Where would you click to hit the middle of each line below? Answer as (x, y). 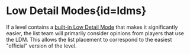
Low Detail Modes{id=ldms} (76, 11)
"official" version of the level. (41, 46)
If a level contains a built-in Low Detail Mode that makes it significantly (92, 27)
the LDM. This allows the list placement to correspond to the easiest (89, 39)
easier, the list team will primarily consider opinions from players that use (95, 33)
